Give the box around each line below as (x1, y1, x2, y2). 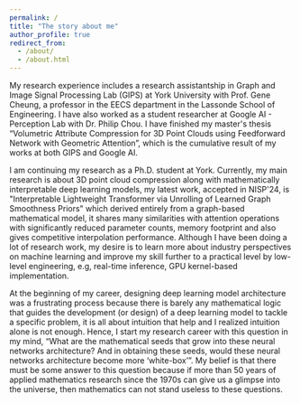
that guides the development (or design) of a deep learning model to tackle (9, 307, 288, 317)
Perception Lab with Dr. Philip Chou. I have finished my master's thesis (9, 118, 272, 129)
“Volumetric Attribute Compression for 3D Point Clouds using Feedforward (9, 128, 286, 138)
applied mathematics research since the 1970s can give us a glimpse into (9, 374, 281, 385)
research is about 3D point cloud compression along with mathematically (9, 174, 280, 185)
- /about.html (17, 55, 70, 64)
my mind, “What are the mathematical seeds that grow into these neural (9, 336, 276, 346)
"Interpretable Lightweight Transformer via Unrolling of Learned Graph (9, 193, 272, 204)
